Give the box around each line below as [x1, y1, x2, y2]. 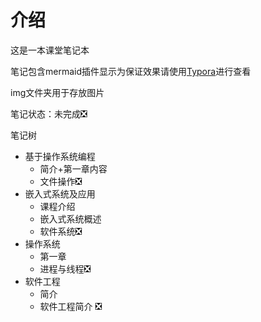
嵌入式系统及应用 [24, 187, 96, 200]
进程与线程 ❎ [39, 262, 92, 275]
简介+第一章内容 [39, 162, 108, 175]
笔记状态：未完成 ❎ [10, 107, 88, 120]
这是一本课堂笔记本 [10, 44, 90, 56]
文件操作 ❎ [39, 175, 83, 187]
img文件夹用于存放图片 [10, 86, 105, 98]
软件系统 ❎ [39, 225, 83, 237]
